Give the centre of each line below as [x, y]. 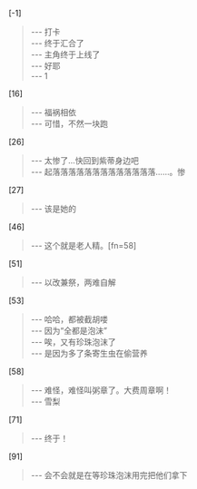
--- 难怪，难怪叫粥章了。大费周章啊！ [101, 390]
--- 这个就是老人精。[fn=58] [84, 245]
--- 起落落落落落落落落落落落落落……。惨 [108, 172]
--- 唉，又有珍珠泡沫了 [74, 342]
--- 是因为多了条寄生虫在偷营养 [89, 353]
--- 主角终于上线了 [65, 54]
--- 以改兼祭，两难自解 [74, 282]
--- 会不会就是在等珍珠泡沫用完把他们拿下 [109, 475]
